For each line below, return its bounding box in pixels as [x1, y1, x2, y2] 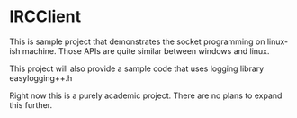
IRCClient [9, 6, 82, 27]
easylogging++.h [9, 72, 73, 83]
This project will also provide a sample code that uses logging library [9, 63, 265, 74]
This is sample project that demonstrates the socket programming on [9, 36, 265, 47]
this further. [9, 99, 52, 110]
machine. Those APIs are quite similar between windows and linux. [22, 45, 270, 56]
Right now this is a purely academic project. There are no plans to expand [9, 90, 283, 101]
